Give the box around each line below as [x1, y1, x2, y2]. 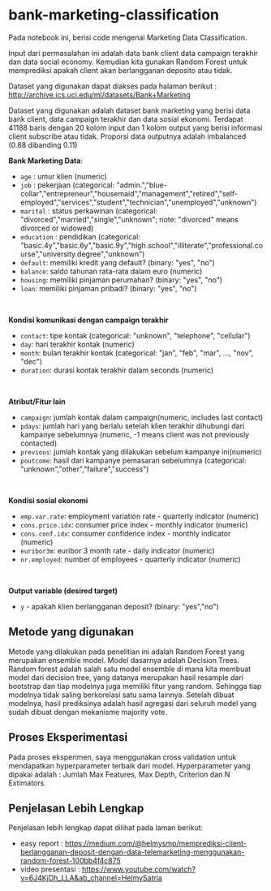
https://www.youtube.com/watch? [81, 864, 196, 874]
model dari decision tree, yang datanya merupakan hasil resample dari [8, 672, 243, 682]
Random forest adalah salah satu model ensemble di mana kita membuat [8, 664, 252, 674]
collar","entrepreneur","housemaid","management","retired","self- [19, 188, 238, 198]
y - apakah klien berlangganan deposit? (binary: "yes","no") [19, 601, 219, 611]
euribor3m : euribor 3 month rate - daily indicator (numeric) [19, 545, 215, 555]
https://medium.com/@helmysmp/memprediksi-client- [64, 838, 247, 849]
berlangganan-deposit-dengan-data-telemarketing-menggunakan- [19, 847, 245, 857]
